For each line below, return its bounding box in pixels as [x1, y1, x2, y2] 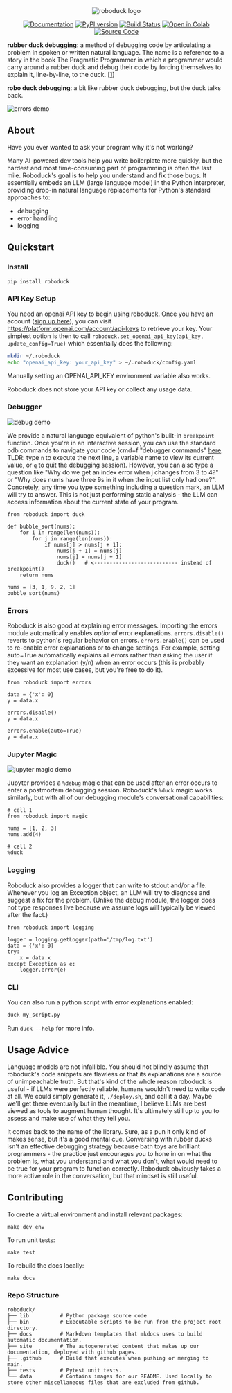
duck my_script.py [7, 1011, 60, 1019]
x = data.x [19, 954, 51, 961]
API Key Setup [7, 294, 57, 303]
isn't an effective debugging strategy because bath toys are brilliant [7, 1142, 201, 1151]
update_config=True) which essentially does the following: [7, 339, 173, 347]
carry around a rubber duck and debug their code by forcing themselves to [7, 63, 222, 71]
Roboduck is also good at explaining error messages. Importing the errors [7, 621, 218, 630]
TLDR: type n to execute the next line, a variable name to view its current [7, 453, 215, 461]
